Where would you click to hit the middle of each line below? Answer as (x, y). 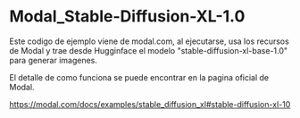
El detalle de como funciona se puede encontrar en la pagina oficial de (139, 77)
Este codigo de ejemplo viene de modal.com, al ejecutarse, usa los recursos (150, 41)
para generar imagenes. (54, 60)
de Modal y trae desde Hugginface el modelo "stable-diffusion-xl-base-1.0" (149, 50)
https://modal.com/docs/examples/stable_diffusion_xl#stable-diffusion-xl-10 (150, 104)
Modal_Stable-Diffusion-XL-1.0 (127, 17)
